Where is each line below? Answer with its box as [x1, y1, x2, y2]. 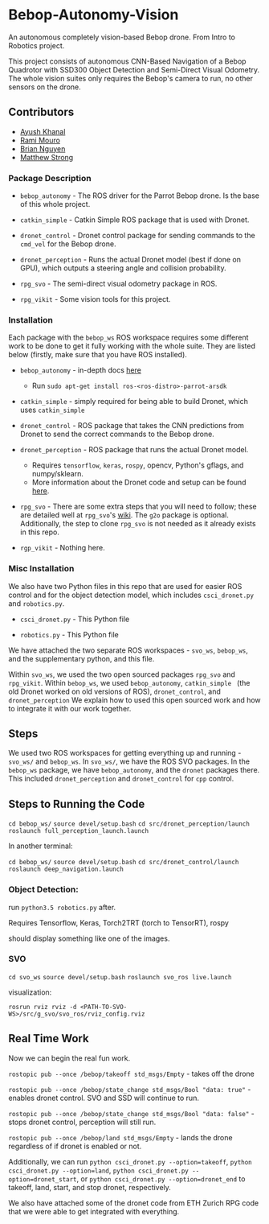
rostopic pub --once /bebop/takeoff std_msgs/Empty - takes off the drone [8, 1069, 255, 1078]
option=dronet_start [8, 1175, 78, 1184]
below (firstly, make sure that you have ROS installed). [8, 350, 187, 360]
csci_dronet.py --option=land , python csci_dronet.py [8, 1165, 189, 1175]
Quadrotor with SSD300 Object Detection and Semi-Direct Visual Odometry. [8, 64, 260, 74]
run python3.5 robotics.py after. [8, 902, 116, 912]
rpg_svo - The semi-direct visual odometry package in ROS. [19, 279, 218, 289]
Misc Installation [8, 563, 75, 575]
